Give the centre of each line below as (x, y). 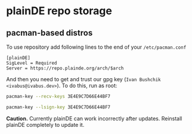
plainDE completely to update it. (45, 125)
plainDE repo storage (59, 11)
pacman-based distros (49, 33)
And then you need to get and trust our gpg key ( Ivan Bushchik (83, 79)
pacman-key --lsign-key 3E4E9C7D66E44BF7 (58, 107)
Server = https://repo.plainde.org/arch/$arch (65, 68)
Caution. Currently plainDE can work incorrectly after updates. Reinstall (94, 118)
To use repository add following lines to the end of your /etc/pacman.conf (96, 47)
